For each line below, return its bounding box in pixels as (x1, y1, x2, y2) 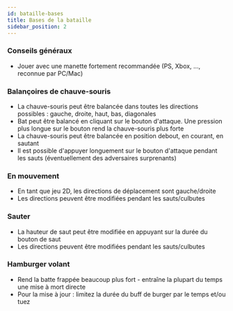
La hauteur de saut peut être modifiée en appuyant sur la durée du (17, 227, 208, 236)
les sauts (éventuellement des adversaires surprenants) (17, 153, 177, 162)
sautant (17, 139, 40, 147)
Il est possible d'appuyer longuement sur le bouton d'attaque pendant (17, 146, 218, 155)
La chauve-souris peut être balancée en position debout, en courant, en (17, 131, 224, 140)
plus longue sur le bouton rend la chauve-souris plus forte (17, 124, 184, 133)
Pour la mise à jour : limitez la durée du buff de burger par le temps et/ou (17, 289, 226, 299)
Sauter (7, 212, 31, 221)
